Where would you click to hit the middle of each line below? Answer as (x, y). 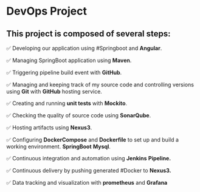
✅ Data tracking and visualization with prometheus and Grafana (87, 183)
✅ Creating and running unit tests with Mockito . (67, 103)
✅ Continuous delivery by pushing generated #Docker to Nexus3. (89, 170)
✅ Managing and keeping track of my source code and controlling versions (100, 84)
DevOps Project (47, 11)
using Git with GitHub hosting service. (54, 91)
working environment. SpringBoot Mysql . (59, 146)
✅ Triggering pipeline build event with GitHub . (64, 72)
